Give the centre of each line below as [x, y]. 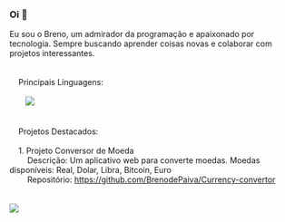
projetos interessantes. [52, 53]
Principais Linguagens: [61, 82]
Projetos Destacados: [58, 131]
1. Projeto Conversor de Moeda [76, 151]
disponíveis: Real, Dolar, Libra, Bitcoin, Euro [91, 170]
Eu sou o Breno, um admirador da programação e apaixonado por [132, 34]
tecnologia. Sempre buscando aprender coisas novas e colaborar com [141, 43]
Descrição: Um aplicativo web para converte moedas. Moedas [143, 160]
